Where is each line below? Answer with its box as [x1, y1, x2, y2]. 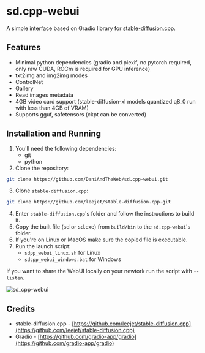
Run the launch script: [15, 243, 71, 250]
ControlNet [15, 78, 43, 85]
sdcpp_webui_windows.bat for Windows [24, 256, 121, 263]
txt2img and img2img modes [15, 72, 88, 79]
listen [6, 275, 23, 281]
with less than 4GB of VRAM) [15, 104, 89, 112]
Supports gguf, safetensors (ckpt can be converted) [15, 110, 147, 118]
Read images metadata [15, 91, 73, 99]
